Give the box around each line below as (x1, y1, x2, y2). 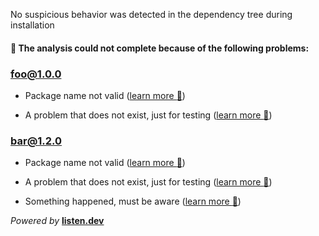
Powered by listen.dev (10, 215, 105, 227)
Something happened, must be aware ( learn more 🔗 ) (24, 195, 242, 208)
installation (10, 19, 55, 31)
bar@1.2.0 (10, 134, 63, 148)
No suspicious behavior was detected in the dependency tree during (10, 9, 293, 20)
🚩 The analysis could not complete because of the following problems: (10, 42, 310, 54)
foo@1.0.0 (10, 67, 62, 81)
